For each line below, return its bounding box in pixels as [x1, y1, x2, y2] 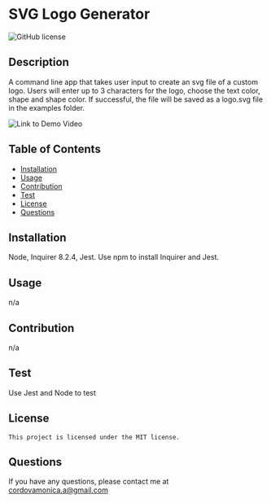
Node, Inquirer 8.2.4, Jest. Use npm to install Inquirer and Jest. [8, 252, 220, 262]
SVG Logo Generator [8, 5, 151, 24]
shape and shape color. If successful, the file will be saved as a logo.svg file [8, 94, 263, 104]
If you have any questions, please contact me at [8, 477, 169, 487]
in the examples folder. [8, 103, 85, 112]
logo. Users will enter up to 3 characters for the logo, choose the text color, [8, 85, 260, 95]
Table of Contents [8, 142, 102, 156]
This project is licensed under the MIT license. [8, 433, 181, 441]
